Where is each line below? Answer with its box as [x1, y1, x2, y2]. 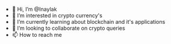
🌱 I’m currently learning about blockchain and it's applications [11, 18, 166, 25]
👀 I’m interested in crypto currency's [11, 12, 102, 19]
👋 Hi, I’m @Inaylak [11, 6, 57, 12]
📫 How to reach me [11, 32, 62, 38]
